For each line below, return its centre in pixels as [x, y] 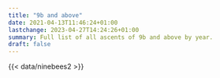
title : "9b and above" [45, 15]
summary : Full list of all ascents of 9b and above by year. [111, 37]
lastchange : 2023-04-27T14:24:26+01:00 [74, 30]
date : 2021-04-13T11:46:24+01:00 [63, 23]
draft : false [30, 44]
